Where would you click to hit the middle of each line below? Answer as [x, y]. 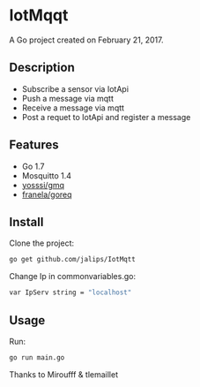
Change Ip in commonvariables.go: [73, 277]
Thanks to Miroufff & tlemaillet [64, 374]
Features [34, 145]
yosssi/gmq [43, 185]
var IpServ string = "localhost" [70, 292]
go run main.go [37, 357]
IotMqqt [39, 15]
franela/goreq [47, 194]
